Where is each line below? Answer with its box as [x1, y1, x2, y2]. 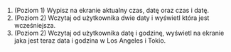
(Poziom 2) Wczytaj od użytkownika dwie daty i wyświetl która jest [14, 14, 210, 22]
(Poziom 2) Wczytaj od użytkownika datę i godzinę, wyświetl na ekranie [14, 28, 225, 37]
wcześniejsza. [14, 21, 56, 29]
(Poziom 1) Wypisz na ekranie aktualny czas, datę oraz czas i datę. [14, 6, 210, 14]
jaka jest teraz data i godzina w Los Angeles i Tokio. [14, 36, 166, 45]
